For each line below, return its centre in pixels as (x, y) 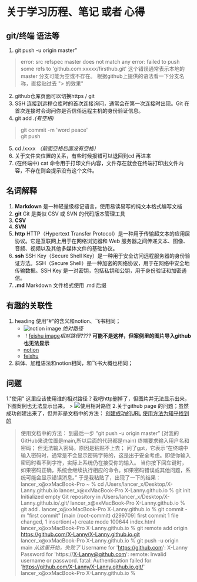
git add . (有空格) (34, 118)
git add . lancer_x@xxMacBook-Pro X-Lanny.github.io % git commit (102, 509)
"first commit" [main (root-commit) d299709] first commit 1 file (102, 516)
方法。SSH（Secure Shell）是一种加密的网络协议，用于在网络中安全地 (105, 263)
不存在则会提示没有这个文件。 (61, 171)
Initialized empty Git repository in (61, 497)
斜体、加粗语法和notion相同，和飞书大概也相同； (74, 363)
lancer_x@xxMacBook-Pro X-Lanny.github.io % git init (125, 491)
